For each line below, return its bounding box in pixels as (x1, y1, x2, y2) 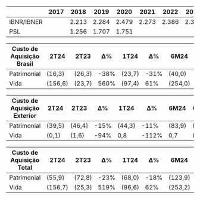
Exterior (13, 112, 37, 120)
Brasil (17, 60, 34, 68)
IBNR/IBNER (9, 18, 43, 26)
